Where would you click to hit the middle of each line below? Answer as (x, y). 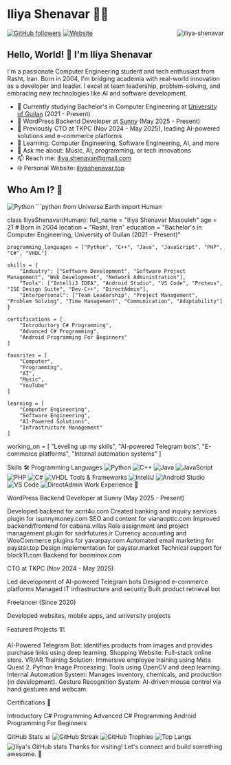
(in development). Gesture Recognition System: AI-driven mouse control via (114, 681)
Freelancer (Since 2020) (42, 602)
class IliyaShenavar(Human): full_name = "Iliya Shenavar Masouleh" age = (112, 220)
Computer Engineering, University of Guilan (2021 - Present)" (94, 234)
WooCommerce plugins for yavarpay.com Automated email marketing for (111, 540)
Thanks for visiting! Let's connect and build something (145, 746)
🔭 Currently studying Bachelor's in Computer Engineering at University (117, 107)
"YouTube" (34, 385)
